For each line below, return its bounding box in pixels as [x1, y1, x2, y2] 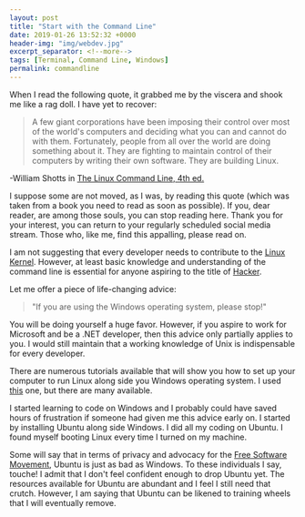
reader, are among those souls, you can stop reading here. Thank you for [9, 209, 284, 220]
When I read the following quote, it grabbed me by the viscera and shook [9, 88, 283, 100]
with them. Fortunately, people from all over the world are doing [31, 136, 271, 147]
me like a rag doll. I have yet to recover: [9, 98, 158, 109]
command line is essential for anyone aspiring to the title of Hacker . [9, 266, 262, 277]
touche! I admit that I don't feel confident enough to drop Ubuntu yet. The [9, 468, 285, 479]
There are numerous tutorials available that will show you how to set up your [9, 365, 296, 376]
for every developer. [9, 348, 86, 359]
